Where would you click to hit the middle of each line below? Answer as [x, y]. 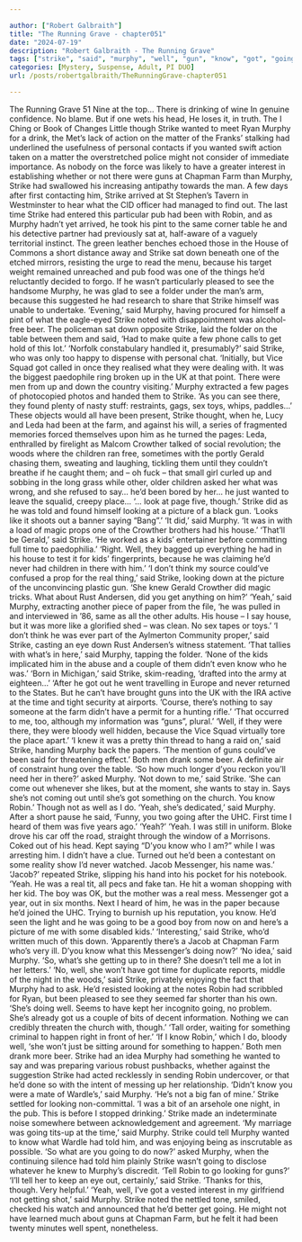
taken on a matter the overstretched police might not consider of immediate [149, 157]
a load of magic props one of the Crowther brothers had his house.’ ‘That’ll [147, 530]
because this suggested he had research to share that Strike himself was [144, 300]
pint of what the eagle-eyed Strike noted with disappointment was [132, 319]
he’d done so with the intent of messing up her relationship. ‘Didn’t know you [151, 1084]
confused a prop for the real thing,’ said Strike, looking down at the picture [147, 578]
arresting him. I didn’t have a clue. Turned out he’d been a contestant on [142, 855]
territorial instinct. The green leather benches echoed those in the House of [149, 243]
